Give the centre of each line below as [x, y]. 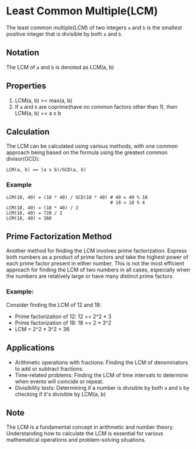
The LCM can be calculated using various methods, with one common [92, 146]
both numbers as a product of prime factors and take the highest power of [97, 257]
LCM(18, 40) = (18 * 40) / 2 [42, 207]
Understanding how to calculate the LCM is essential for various [85, 433]
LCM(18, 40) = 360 [29, 218]
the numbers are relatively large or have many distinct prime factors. [90, 276]
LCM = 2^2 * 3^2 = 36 [42, 329]
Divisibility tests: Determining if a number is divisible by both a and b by [102, 387]
